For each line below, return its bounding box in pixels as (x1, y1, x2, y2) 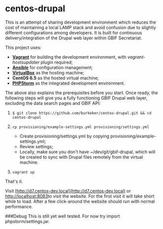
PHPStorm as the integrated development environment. (12, 80, 126, 86)
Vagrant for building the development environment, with (12, 54, 127, 60)
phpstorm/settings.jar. (5, 218, 50, 224)
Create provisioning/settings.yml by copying (19, 133, 110, 139)
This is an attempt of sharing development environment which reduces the (5, 19, 156, 25)
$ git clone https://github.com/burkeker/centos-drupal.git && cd (12, 110, 152, 116)
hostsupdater (12, 59, 40, 65)
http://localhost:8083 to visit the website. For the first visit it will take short (5, 193, 155, 199)
